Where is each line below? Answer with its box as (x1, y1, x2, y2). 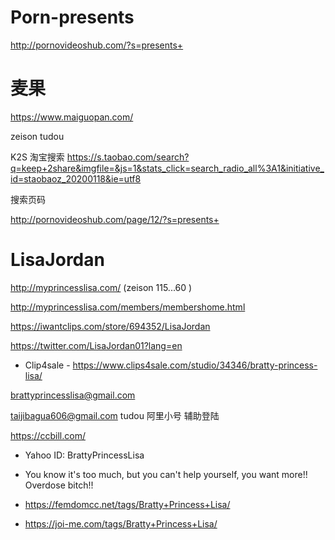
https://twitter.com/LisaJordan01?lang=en (10, 339, 183, 351)
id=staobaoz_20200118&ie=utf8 (10, 172, 142, 185)
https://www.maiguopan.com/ (10, 111, 134, 123)
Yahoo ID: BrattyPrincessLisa (24, 449, 145, 461)
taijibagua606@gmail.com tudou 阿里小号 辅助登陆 (10, 409, 220, 421)
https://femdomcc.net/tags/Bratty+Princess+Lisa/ (24, 498, 231, 510)
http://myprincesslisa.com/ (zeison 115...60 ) (10, 281, 193, 293)
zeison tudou (10, 130, 65, 142)
